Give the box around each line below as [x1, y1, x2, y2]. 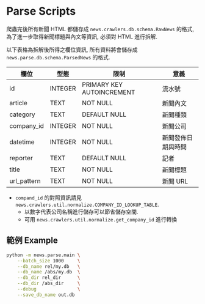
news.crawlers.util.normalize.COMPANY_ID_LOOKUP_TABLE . [15, 201, 160, 208]
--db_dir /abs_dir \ [17, 280, 81, 287]
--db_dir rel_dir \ [17, 275, 81, 281]
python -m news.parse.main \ [6, 252, 81, 258]
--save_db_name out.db [17, 292, 75, 298]
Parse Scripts [6, 4, 76, 18]
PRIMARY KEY [82, 80, 123, 89]
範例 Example [6, 235, 58, 246]
